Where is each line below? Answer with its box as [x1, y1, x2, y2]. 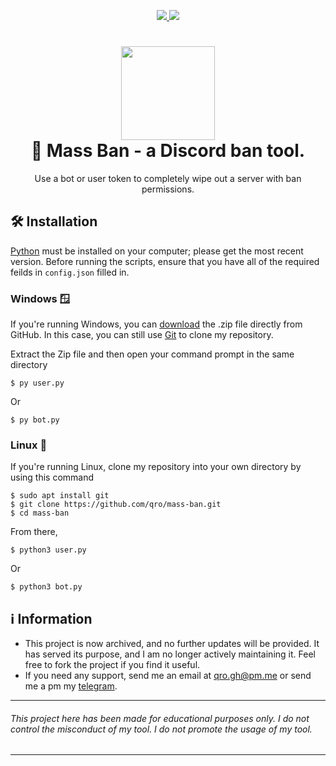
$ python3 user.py [10, 545, 87, 555]
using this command [10, 471, 95, 484]
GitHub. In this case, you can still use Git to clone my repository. [10, 329, 274, 341]
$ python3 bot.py [10, 582, 83, 592]
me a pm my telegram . [24, 680, 118, 692]
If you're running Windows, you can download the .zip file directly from [10, 318, 303, 330]
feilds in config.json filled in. [10, 266, 130, 278]
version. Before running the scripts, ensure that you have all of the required [10, 255, 320, 267]
